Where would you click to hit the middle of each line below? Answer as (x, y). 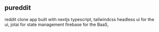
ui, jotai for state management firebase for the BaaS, (57, 24)
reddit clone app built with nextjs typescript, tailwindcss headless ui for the (79, 19)
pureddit (18, 8)
